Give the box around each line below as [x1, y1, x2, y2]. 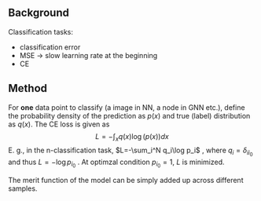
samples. [8, 184, 38, 193]
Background [8, 6, 69, 20]
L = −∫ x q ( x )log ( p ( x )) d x [95, 131, 169, 143]
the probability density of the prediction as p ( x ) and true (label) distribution [8, 111, 251, 120]
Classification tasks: [8, 27, 73, 36]
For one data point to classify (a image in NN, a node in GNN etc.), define [8, 102, 245, 112]
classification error [19, 42, 81, 52]
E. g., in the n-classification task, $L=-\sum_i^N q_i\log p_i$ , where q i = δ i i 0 [8, 145, 253, 158]
